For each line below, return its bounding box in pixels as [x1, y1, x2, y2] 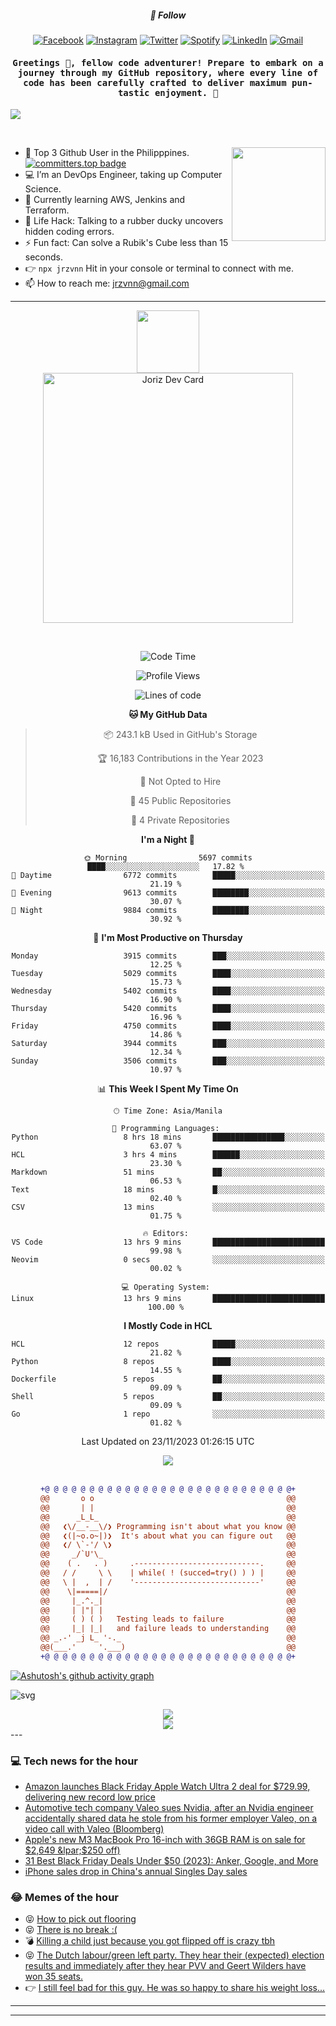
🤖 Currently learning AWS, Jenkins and [24, 194, 186, 206]
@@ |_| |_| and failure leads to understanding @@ [39, 1624, 297, 1634]
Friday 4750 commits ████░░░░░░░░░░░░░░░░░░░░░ [11, 1021, 325, 1031]
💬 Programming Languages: [111, 1124, 220, 1134]
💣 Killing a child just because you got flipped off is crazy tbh [24, 1935, 276, 1947]
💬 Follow [149, 9, 187, 21]
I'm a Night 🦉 [141, 834, 195, 846]
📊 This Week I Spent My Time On [97, 1083, 239, 1095]
